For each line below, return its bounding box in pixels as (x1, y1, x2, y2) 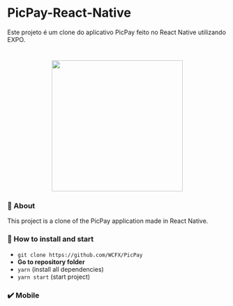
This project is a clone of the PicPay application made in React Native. (7, 217, 209, 225)
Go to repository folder (17, 257, 85, 266)
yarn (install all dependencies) (17, 265, 105, 273)
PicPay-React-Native (7, 5, 131, 21)
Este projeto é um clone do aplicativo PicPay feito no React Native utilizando (7, 28, 227, 36)
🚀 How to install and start (7, 234, 94, 244)
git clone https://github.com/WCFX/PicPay (17, 252, 143, 258)
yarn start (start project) (17, 272, 91, 281)
